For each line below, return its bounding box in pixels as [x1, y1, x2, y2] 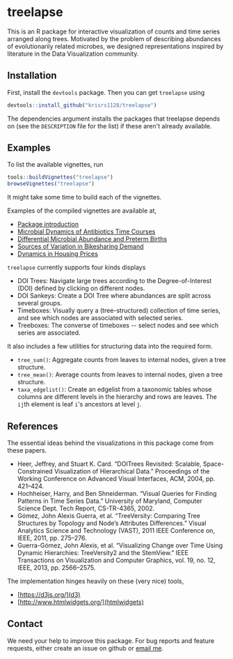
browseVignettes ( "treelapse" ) [7, 181, 95, 188]
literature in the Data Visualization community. [7, 50, 139, 58]
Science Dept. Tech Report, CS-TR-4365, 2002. [17, 504, 155, 513]
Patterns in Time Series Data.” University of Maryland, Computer [17, 497, 203, 505]
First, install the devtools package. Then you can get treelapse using [7, 88, 205, 96]
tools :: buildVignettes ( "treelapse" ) [7, 174, 113, 181]
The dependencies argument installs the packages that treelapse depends [7, 114, 220, 123]
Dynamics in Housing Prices [17, 250, 99, 258]
